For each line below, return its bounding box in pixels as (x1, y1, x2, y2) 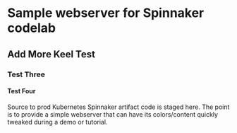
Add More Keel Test (7, 48, 95, 60)
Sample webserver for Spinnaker (7, 5, 205, 21)
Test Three (7, 69, 46, 79)
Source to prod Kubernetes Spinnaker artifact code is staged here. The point (7, 103, 230, 111)
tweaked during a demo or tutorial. (7, 117, 108, 126)
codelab (7, 20, 56, 36)
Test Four (7, 87, 36, 96)
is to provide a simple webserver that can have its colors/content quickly (7, 110, 219, 118)
